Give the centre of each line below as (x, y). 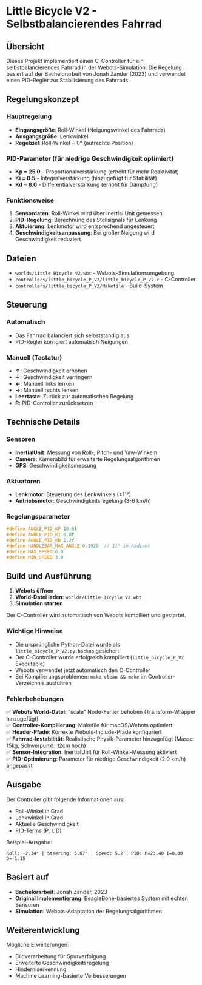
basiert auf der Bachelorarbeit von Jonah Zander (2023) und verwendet (96, 74)
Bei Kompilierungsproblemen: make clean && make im (81, 676)
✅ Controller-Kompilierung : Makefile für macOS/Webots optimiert (89, 725)
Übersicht (25, 46)
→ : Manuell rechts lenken (47, 390)
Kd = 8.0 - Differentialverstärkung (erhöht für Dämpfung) (86, 184)
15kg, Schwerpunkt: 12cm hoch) (46, 746)
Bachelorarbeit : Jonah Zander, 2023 (61, 892)
